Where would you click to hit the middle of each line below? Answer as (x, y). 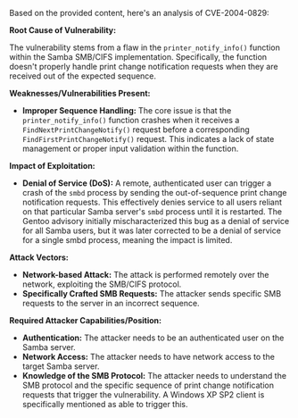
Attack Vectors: (39, 257)
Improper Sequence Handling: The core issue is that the (127, 110)
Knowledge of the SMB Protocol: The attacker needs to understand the (154, 376)
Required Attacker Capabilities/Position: (86, 320)
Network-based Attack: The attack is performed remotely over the (145, 275)
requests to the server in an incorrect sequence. (111, 303)
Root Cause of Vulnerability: (63, 30)
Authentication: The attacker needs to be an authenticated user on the (153, 338)
